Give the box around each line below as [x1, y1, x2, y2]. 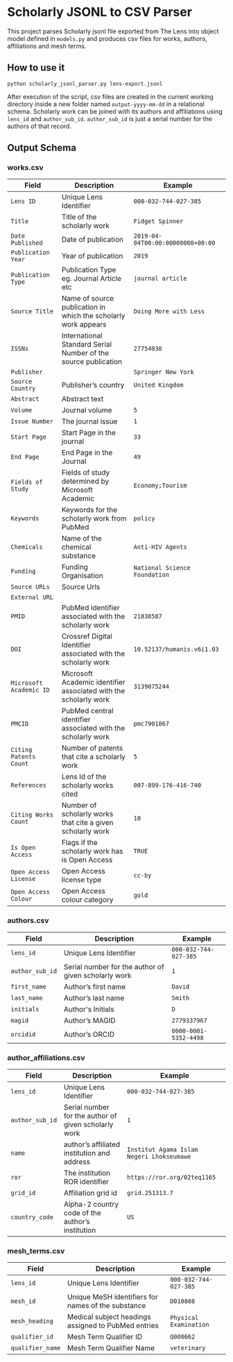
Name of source [61, 294, 114, 304]
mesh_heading [10, 1318, 54, 1325]
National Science [133, 564, 191, 572]
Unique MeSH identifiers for [67, 1292, 158, 1302]
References [10, 781, 46, 789]
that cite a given [61, 818, 114, 828]
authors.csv [7, 916, 49, 925]
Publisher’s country [61, 381, 125, 390]
